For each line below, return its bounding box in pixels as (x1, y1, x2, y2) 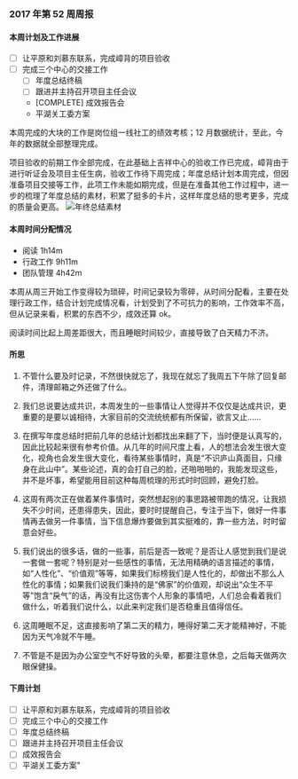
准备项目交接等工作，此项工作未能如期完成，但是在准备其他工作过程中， (9, 179, 273, 190)
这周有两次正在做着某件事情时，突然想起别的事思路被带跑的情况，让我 (21, 493, 279, 504)
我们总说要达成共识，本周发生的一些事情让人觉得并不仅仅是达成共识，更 (21, 400, 286, 411)
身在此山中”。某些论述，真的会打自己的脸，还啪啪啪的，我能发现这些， (21, 463, 282, 474)
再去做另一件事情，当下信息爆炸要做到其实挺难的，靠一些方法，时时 (29, 515, 279, 526)
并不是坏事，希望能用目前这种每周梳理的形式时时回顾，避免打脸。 (21, 475, 263, 485)
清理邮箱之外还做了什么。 (37, 382, 131, 392)
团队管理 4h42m (21, 267, 82, 278)
